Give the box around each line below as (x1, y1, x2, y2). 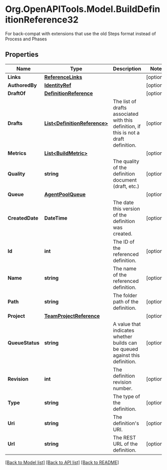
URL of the (112, 440, 138, 447)
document (112, 176, 137, 183)
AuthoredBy (7, 81, 37, 88)
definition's (112, 420, 139, 427)
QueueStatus (7, 339, 40, 346)
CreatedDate (7, 215, 39, 222)
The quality (112, 158, 139, 165)
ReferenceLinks (44, 73, 83, 80)
